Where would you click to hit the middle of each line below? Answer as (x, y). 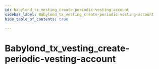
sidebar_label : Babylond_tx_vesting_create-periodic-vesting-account (79, 14)
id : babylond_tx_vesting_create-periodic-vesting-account (67, 10)
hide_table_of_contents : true (37, 19)
